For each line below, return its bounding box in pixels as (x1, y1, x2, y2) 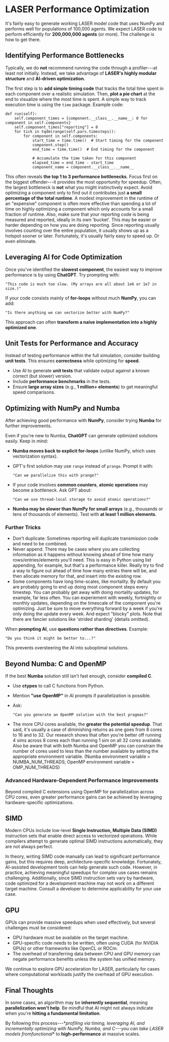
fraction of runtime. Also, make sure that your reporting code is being (5, 211, 149, 217)
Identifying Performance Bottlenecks (5, 51, 125, 60)
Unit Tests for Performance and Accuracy (5, 339, 139, 348)
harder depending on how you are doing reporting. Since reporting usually (5, 222, 160, 228)
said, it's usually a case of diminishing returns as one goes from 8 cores (12, 726, 162, 733)
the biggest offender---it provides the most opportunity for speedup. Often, (5, 179, 162, 185)
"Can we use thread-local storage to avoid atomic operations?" (12, 497, 151, 502)
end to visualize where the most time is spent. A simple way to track (5, 96, 147, 102)
